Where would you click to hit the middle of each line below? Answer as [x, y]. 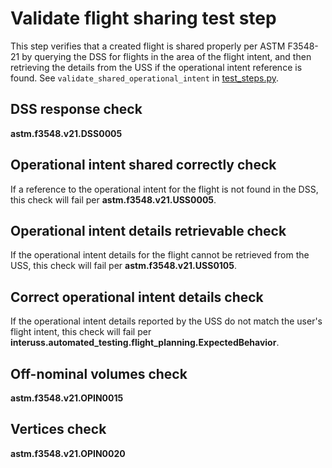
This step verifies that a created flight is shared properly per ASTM [148, 46]
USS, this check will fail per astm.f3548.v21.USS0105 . [124, 266]
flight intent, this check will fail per [81, 332]
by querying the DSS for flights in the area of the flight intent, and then [166, 56]
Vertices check [58, 429]
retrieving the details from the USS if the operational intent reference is [156, 67]
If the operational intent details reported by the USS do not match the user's [166, 321]
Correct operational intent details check [137, 297]
